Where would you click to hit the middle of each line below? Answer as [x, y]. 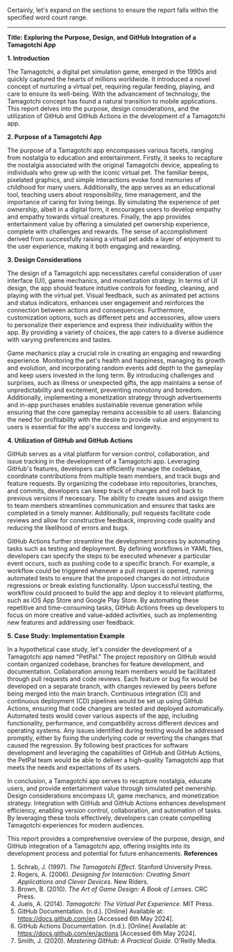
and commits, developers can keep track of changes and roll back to [105, 491]
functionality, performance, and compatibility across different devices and [113, 723]
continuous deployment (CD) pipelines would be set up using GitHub [105, 701]
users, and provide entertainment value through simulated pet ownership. [112, 788]
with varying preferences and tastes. [60, 339]
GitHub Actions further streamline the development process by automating [114, 541]
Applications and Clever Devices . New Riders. [83, 881]
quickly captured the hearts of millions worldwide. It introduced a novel [109, 79]
